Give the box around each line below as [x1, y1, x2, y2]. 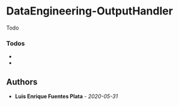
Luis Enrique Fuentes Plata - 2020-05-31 [14, 93, 118, 100]
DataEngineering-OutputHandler [6, 4, 173, 18]
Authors [6, 76, 38, 87]
